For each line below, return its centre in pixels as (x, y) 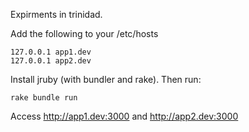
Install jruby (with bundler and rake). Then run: (106, 79)
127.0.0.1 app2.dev (51, 61)
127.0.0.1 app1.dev (51, 52)
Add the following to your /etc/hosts (84, 33)
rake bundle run (44, 98)
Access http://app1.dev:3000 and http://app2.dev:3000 (124, 116)
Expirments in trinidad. (56, 14)
